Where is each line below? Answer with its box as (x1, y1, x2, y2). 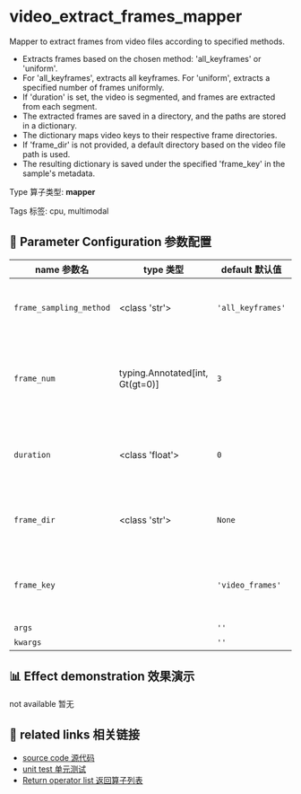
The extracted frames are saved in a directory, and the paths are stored (21, 110, 287, 121)
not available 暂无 (9, 698, 74, 709)
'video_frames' (216, 579, 282, 590)
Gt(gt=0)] (118, 377, 159, 390)
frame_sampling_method (13, 303, 110, 313)
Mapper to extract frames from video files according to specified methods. (9, 36, 285, 47)
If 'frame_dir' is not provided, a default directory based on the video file (21, 139, 287, 150)
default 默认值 (220, 263, 282, 276)
